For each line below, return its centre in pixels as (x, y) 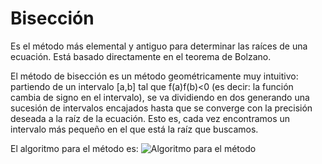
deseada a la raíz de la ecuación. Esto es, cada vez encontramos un (150, 118)
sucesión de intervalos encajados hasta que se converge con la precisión (161, 108)
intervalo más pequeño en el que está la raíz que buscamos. (134, 129)
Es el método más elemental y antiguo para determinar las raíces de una (159, 46)
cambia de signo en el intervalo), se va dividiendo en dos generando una (160, 97)
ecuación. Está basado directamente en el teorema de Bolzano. (141, 56)
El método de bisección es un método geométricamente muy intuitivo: (154, 76)
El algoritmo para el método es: (74, 148)
